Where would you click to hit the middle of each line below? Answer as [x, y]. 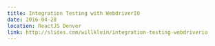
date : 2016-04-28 [32, 20]
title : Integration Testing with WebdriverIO [73, 13]
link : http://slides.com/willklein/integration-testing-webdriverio [107, 32]
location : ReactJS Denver [44, 26]
